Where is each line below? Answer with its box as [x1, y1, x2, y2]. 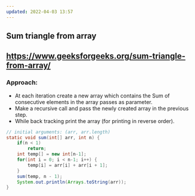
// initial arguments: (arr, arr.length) [6, 129, 111, 135]
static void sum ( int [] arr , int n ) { [6, 134, 100, 140]
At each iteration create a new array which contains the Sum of [14, 92, 170, 99]
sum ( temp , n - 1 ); [17, 173, 63, 179]
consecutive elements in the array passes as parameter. [14, 98, 153, 105]
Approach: [6, 78, 38, 87]
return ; [27, 146, 47, 152]
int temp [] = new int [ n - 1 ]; [17, 151, 86, 157]
